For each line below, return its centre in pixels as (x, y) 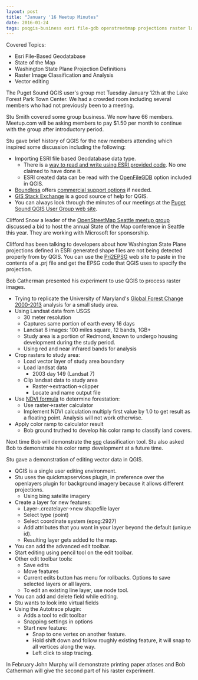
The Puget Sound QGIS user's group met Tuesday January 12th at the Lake (97, 93)
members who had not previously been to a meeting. (70, 105)
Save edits (36, 565)
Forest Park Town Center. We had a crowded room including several (89, 99)
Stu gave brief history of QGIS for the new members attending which (89, 141)
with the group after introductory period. (55, 129)
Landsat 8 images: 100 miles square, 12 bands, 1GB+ (87, 330)
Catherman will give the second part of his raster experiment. (80, 671)
